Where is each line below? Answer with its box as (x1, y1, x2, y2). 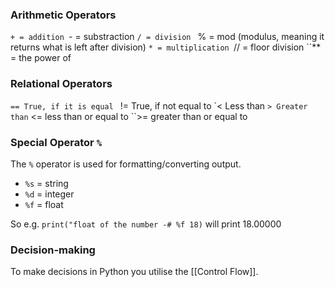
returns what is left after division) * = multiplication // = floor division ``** (10, 41, 322, 53)
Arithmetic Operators (10, 8, 117, 22)
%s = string (24, 177, 69, 189)
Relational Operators (10, 77, 113, 91)
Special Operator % (10, 135, 103, 149)
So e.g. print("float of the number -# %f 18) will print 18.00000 (10, 218, 282, 230)
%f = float (24, 198, 64, 210)
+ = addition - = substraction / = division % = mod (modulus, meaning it (10, 31, 325, 43)
